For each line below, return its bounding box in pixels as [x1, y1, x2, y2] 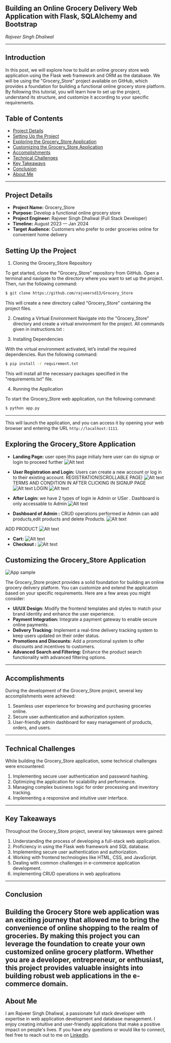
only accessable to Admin [12, 501, 67, 507]
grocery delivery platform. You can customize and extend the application [5, 585, 158, 591]
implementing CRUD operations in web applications [12, 870, 121, 876]
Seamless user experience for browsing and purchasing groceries [12, 703, 151, 709]
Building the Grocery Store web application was [5, 908, 159, 916]
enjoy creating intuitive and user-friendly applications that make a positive [5, 1021, 161, 1027]
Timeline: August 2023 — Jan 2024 [12, 221, 89, 227]
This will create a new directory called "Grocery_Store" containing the [5, 300, 151, 306]
